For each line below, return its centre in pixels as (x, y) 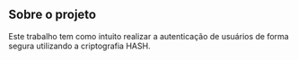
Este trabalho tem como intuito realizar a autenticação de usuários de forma (149, 36)
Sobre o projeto (52, 15)
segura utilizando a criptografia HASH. (79, 46)
